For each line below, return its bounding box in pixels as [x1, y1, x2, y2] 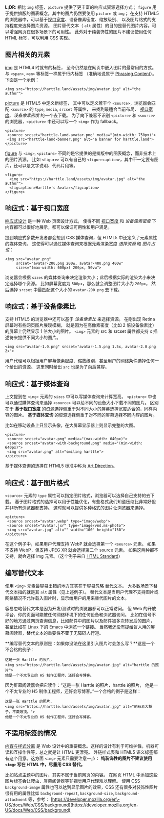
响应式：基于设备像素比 [5, 302, 76, 311]
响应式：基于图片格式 [5, 478, 69, 487]
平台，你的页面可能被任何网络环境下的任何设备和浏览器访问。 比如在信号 [5, 612, 152, 618]
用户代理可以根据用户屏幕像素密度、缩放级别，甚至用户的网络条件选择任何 [5, 358, 155, 364]
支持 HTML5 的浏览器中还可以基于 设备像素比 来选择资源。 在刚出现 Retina [5, 316, 155, 322]
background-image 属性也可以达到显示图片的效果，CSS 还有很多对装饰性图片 [5, 784, 158, 790]
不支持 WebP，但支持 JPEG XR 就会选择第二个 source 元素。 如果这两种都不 [5, 547, 159, 553]
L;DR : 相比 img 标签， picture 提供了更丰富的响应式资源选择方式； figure [5, 4, 151, 10]
